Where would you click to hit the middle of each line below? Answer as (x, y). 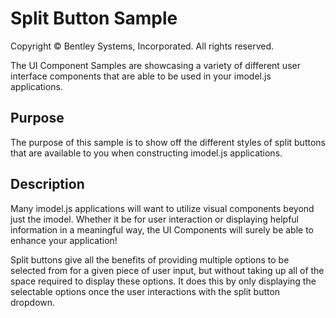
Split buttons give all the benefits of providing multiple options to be (150, 259)
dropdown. (33, 302)
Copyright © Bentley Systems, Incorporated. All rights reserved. (142, 46)
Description (47, 184)
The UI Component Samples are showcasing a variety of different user (155, 65)
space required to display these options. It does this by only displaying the (163, 281)
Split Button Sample (94, 18)
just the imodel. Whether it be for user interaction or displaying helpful (154, 219)
